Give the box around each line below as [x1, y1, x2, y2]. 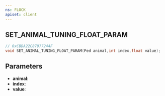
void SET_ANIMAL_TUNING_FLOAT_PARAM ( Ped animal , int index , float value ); [5, 48, 161, 53]
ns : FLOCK [5, 7, 26, 12]
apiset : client [5, 12, 37, 17]
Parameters [5, 62, 43, 70]
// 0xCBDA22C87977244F [5, 43, 53, 49]
